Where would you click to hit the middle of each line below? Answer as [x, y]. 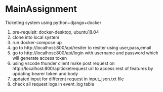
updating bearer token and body [45, 73]
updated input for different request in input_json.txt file [68, 79]
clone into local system [36, 37]
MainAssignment [41, 9]
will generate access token [40, 58]
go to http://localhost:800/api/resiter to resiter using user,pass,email [82, 47]
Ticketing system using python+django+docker [53, 23]
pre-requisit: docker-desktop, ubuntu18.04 [56, 32]
